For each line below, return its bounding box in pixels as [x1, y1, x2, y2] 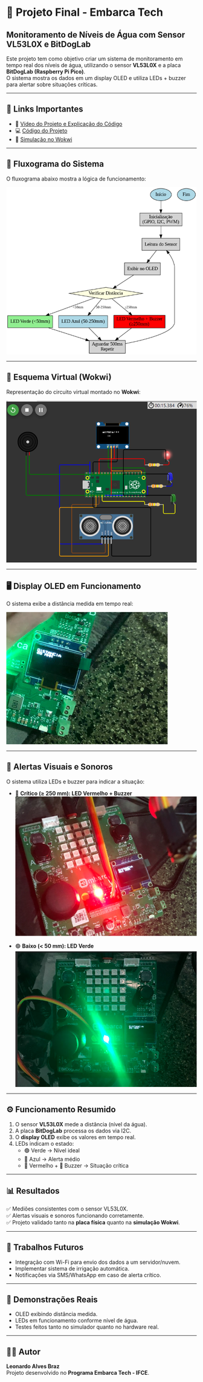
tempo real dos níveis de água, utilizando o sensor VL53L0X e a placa [6, 62, 181, 68]
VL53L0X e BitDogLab [6, 39, 91, 49]
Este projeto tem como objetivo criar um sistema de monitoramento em [6, 55, 183, 62]
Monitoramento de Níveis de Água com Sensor [6, 30, 185, 40]
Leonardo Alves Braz [6, 1363, 60, 1370]
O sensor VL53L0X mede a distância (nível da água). [14, 1120, 147, 1128]
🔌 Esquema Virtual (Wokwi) [6, 372, 112, 382]
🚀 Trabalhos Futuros [6, 1242, 84, 1253]
